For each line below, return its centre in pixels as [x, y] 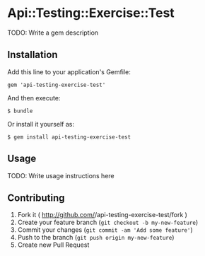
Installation [33, 55]
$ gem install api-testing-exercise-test [69, 137]
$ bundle [20, 111]
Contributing [36, 198]
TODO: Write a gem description [53, 33]
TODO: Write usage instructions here [61, 175]
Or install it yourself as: [41, 124]
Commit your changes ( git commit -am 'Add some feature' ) [105, 230]
